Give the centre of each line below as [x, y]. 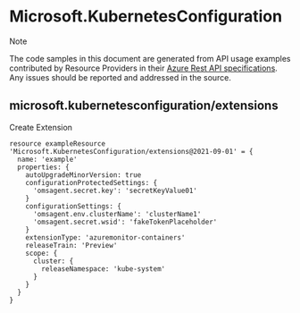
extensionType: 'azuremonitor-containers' [105, 237]
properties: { [43, 167]
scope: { [42, 253]
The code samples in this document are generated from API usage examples [150, 58]
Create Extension [41, 127]
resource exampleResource [57, 144]
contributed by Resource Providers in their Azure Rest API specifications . [144, 68]
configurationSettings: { [74, 206]
